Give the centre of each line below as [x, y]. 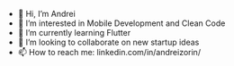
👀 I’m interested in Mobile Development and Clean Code [121, 23]
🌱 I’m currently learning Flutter [74, 33]
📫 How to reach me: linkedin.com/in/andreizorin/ [109, 52]
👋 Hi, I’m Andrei [47, 14]
